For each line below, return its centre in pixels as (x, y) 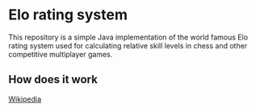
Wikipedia (25, 99)
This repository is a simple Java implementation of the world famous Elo (128, 37)
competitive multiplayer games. (61, 54)
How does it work (53, 79)
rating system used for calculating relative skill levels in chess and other (128, 45)
